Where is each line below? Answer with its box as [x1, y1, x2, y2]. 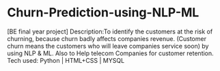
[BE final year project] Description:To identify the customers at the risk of [7, 27, 213, 35]
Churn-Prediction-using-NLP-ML [7, 5, 200, 20]
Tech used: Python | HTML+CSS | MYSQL [7, 56, 125, 64]
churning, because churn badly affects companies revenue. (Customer [7, 34, 207, 42]
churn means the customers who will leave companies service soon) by [7, 42, 209, 50]
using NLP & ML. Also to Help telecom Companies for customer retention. [7, 49, 214, 57]
